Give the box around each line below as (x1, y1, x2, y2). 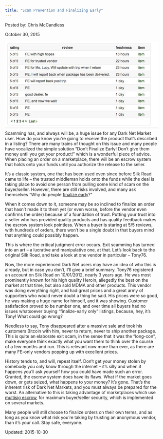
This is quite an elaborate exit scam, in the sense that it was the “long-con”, (5, 334, 156, 339)
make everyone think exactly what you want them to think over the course (5, 338, 153, 344)
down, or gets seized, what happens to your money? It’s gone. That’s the (5, 379, 151, 385)
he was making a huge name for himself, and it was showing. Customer (5, 298, 148, 304)
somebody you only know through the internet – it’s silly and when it (5, 364, 142, 370)
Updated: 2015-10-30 (5, 429, 48, 435)
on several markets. (5, 400, 45, 406)
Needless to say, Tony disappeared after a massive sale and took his (5, 323, 143, 329)
